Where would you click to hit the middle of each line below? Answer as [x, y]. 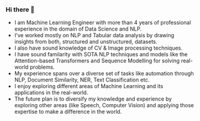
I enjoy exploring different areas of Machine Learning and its [89, 86]
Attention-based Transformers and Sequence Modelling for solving [97, 61]
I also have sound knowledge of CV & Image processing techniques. [99, 48]
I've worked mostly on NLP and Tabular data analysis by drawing [94, 35]
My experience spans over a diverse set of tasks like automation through [104, 74]
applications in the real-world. [51, 93]
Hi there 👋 [20, 10]
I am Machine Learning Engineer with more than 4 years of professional [102, 23]
